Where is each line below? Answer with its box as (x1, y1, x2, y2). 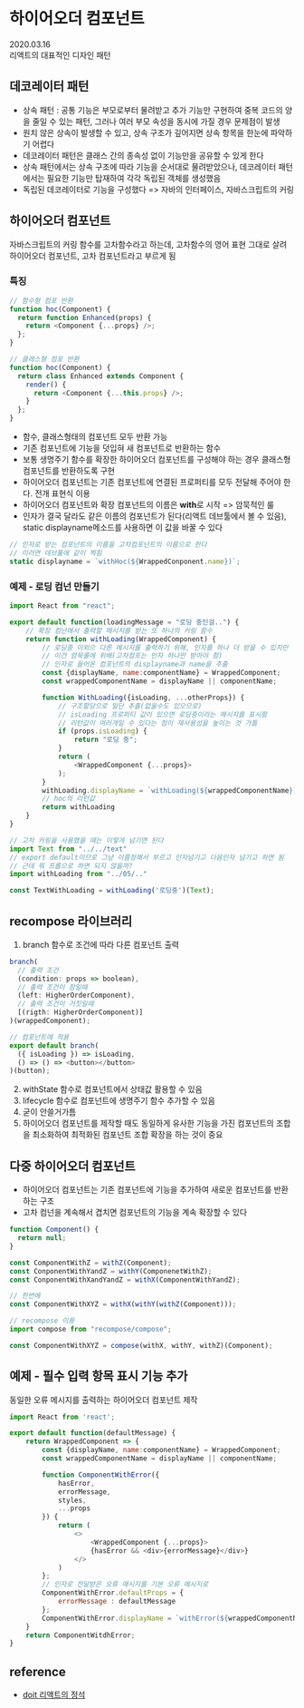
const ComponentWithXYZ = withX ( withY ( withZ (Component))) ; (9, 1300, 237, 1309)
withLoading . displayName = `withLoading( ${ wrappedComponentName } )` (42, 786, 301, 795)
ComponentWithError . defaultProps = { (42, 1588, 184, 1597)
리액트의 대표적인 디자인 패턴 (9, 49, 111, 60)
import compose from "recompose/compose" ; (9, 1325, 172, 1334)
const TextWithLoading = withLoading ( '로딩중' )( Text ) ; (9, 886, 215, 895)
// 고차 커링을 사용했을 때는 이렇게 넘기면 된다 (9, 835, 165, 844)
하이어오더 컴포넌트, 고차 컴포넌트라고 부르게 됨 (9, 250, 176, 261)
